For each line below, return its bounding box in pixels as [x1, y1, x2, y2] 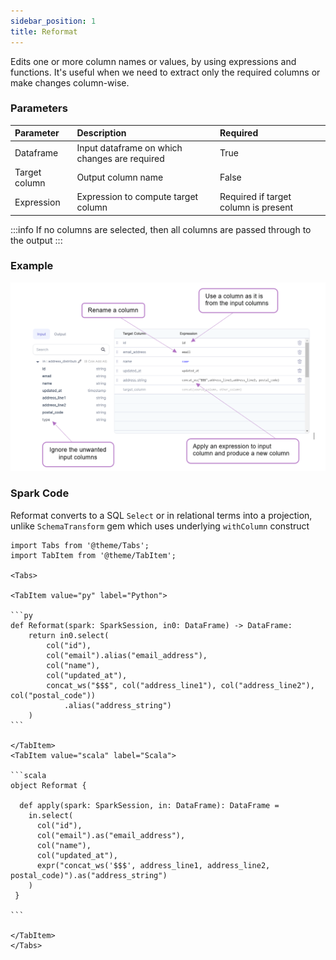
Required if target [219, 191, 292, 203]
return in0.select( [28, 630, 110, 640]
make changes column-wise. [10, 76, 130, 89]
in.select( [28, 810, 74, 820]
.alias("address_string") [63, 700, 172, 710]
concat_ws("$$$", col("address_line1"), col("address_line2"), [46, 680, 315, 690]
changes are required [76, 152, 165, 164]
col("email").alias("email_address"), [46, 650, 208, 660]
